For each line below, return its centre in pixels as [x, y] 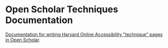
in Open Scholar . [23, 40]
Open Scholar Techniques [62, 9]
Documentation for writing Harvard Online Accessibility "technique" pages [84, 34]
